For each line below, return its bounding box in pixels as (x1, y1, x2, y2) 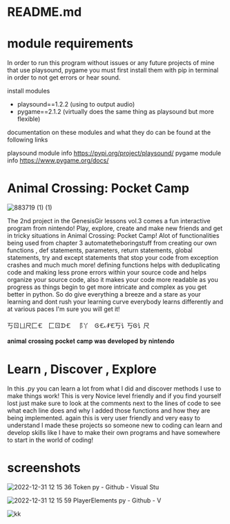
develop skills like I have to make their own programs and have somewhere (7, 429, 221, 436)
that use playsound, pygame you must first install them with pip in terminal (7, 66, 219, 75)
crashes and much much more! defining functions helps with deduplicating (7, 261, 220, 270)
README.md (7, 4, 82, 20)
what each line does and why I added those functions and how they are (7, 406, 211, 415)
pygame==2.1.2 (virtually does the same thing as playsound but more (17, 108, 214, 116)
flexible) (17, 115, 41, 123)
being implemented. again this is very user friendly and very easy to (7, 414, 200, 422)
